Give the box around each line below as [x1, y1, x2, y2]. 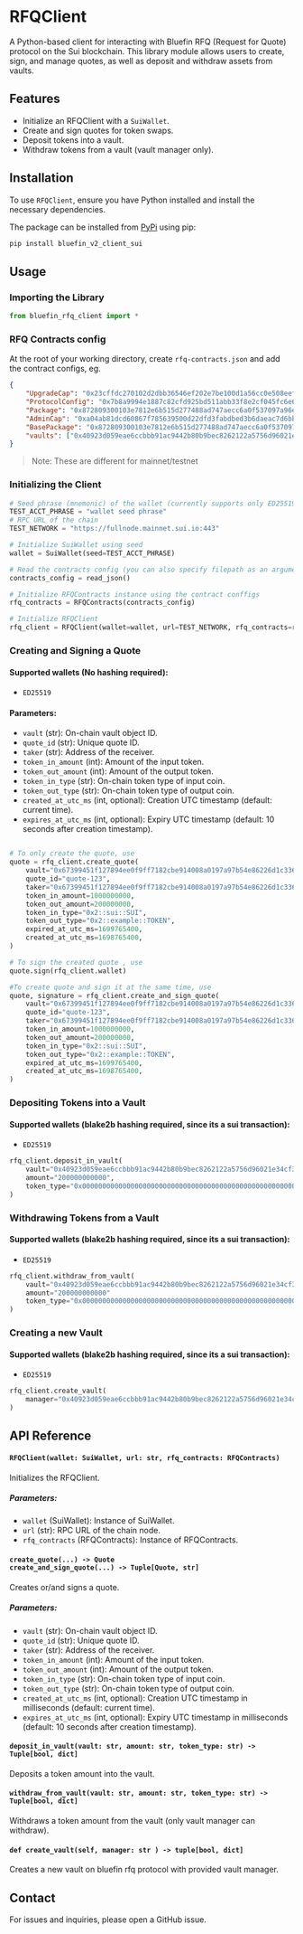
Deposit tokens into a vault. [22, 134, 124, 146]
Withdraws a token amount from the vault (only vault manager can [9, 1816, 255, 1826]
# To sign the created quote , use [9, 958, 143, 967]
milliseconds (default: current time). [22, 1702, 155, 1712]
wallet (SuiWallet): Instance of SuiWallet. [22, 1515, 175, 1526]
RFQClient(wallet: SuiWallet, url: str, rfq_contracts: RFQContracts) [9, 1453, 280, 1462]
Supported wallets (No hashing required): [9, 666, 169, 677]
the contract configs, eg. [9, 363, 101, 374]
